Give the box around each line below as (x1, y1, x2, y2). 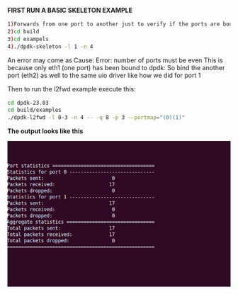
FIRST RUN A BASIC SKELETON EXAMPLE (7, 6, 133, 14)
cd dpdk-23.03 (7, 99, 50, 106)
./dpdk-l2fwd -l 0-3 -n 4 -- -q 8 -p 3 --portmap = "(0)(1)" (7, 114, 186, 121)
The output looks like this (7, 127, 84, 135)
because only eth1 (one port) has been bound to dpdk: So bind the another (7, 63, 225, 72)
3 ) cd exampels (7, 35, 50, 43)
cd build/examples (7, 106, 62, 114)
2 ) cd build (7, 28, 40, 35)
